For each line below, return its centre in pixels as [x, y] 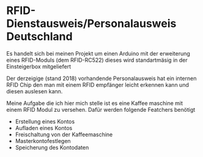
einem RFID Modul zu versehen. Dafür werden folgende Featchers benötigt [101, 109]
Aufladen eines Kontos [44, 128]
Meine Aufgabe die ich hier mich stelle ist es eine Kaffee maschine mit [95, 103]
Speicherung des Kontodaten [52, 147]
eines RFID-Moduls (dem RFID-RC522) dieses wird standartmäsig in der [97, 60]
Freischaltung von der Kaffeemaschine [64, 134]
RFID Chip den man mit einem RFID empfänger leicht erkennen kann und [98, 85]
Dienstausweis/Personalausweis [91, 24]
